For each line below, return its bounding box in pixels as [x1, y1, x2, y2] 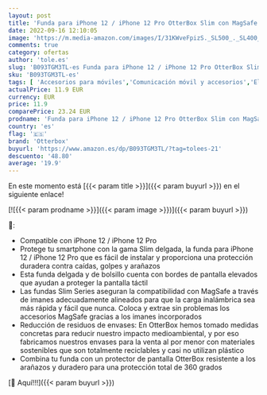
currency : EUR [8, 93, 56, 101]
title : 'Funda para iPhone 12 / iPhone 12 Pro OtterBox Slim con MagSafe [8, 19, 258, 27]
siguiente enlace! [8, 190, 64, 199]
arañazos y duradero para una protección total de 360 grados [19, 362, 222, 372]
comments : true [8, 41, 59, 49]
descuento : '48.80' [8, 152, 73, 160]
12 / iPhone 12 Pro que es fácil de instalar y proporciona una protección [19, 253, 253, 262]
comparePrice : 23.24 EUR [8, 108, 91, 116]
